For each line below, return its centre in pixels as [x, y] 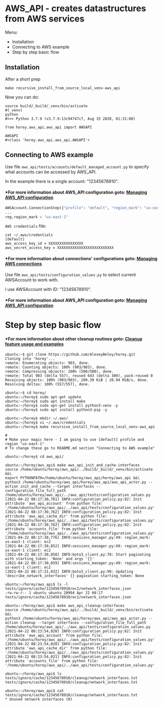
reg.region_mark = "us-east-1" [37, 217]
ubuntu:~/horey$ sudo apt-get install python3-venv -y [62, 405]
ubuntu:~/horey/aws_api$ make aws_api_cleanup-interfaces [65, 606]
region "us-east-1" [25, 444]
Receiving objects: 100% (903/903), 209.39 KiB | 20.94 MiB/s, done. [77, 380]
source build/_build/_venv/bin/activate [47, 106]
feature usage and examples [34, 344]
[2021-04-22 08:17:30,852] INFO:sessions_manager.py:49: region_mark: [78, 546]
